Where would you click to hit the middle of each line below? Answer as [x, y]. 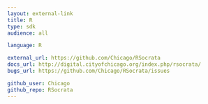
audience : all [28, 33]
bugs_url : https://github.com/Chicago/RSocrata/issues [89, 71]
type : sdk [22, 26]
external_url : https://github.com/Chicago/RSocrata [84, 58]
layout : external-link [40, 14]
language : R [24, 46]
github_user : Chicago [39, 83]
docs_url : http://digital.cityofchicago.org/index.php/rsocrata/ [104, 64]
